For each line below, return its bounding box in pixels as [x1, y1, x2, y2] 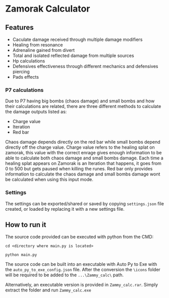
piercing [12, 69, 30, 75]
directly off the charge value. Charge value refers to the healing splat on [5, 144, 155, 150]
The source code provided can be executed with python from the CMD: [5, 234, 154, 240]
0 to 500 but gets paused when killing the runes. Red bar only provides [5, 166, 153, 172]
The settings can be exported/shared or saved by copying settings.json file [5, 200, 164, 207]
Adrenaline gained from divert [12, 47, 75, 53]
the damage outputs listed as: [5, 109, 67, 115]
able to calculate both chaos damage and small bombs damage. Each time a [5, 155, 163, 161]
